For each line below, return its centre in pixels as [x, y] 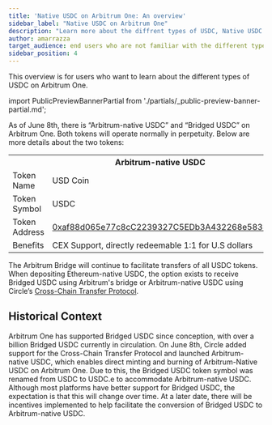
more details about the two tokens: [66, 142]
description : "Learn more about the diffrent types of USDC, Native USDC [136, 31]
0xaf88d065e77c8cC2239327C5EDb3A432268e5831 [160, 227]
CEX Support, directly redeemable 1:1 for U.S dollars [153, 245]
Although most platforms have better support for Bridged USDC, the [122, 387]
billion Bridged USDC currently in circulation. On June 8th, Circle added [127, 344]
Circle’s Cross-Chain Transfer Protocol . [74, 291]
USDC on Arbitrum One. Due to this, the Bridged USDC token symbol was [131, 370]
